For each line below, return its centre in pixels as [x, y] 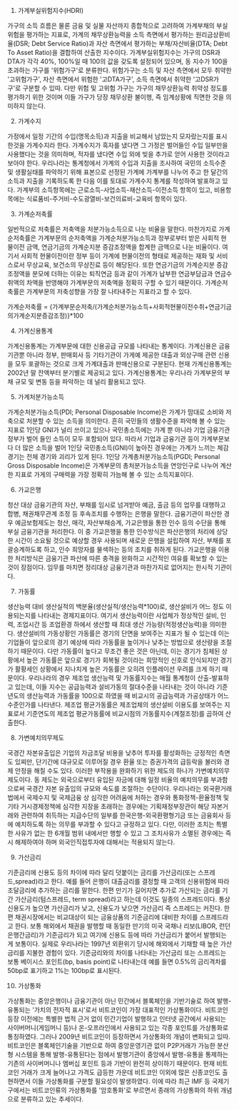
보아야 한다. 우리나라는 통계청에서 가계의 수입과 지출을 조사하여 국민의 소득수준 [117, 163]
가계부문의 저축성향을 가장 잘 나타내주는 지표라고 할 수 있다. [109, 292]
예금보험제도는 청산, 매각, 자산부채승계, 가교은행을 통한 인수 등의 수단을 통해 [120, 523]
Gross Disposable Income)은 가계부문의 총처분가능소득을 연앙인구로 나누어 [113, 465]
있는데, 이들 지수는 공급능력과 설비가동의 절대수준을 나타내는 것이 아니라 [115, 687]
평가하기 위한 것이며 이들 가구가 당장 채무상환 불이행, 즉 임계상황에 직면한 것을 [116, 97]
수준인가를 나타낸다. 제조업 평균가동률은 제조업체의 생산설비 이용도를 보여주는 [115, 705]
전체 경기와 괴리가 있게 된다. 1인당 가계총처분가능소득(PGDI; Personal [123, 456]
